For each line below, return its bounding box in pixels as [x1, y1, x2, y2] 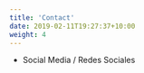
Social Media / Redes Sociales [22, 55, 136, 66]
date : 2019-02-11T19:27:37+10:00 [9, 22, 136, 31]
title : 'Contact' [9, 13, 75, 23]
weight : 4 [9, 30, 47, 39]
